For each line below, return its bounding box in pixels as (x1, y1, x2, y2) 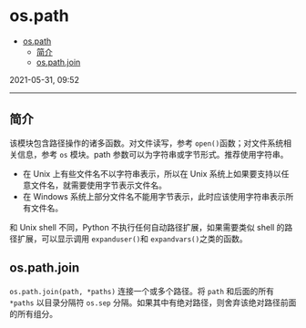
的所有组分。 (9, 308, 57, 319)
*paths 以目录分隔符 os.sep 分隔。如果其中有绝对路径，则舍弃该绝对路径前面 (9, 297, 297, 308)
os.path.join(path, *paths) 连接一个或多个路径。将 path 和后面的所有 (9, 285, 275, 296)
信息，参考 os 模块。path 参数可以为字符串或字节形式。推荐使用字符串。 (16, 149, 289, 159)
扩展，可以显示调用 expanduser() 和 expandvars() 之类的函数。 (16, 233, 248, 244)
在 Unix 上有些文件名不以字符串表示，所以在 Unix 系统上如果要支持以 (22, 168, 281, 179)
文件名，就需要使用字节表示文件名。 (30, 179, 167, 190)
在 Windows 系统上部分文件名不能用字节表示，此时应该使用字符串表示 (22, 190, 286, 201)
